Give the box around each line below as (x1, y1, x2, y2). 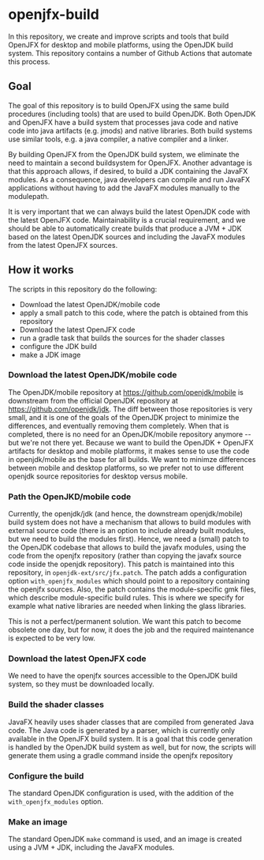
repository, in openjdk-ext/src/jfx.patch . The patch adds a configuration (8, 568, 247, 577)
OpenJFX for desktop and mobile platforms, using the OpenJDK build (8, 39, 234, 49)
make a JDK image (19, 350, 81, 359)
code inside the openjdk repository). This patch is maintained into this (8, 559, 235, 569)
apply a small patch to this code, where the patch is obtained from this (19, 308, 248, 317)
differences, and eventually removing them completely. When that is (8, 421, 229, 430)
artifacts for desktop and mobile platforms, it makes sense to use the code (8, 446, 250, 456)
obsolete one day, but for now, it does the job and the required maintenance (8, 625, 255, 635)
